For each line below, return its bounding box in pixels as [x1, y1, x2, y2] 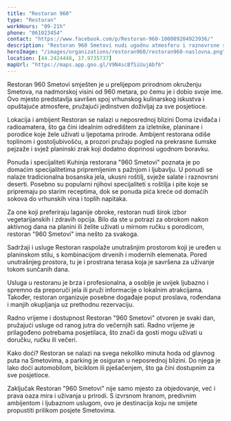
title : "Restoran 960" [7, 10, 72, 17]
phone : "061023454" [7, 29, 63, 36]
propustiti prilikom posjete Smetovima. [7, 406, 116, 414]
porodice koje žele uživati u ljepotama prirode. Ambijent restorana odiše [7, 130, 211, 138]
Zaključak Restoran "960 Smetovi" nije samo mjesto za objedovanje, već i [7, 384, 216, 392]
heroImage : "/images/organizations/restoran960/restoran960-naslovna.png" [7, 49, 226, 56]
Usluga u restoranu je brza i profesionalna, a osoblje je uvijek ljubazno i [7, 278, 209, 286]
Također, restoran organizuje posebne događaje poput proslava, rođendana [7, 293, 221, 301]
